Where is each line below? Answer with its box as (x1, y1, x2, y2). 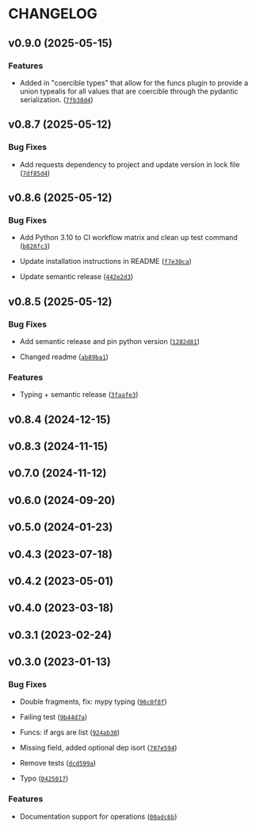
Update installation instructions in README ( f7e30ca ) (19, 257, 192, 266)
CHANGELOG (8, 5, 97, 23)
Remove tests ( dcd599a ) (19, 758, 97, 768)
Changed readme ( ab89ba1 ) (19, 352, 109, 361)
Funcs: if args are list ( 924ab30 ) (19, 728, 120, 737)
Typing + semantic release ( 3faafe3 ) (19, 390, 139, 399)
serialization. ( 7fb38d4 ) (19, 94, 94, 104)
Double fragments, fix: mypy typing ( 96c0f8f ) (19, 697, 168, 706)
